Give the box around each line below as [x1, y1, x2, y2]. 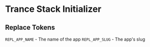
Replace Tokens [5, 23, 55, 32]
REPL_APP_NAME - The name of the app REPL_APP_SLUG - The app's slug [5, 36, 146, 42]
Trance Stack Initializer [5, 3, 102, 15]
